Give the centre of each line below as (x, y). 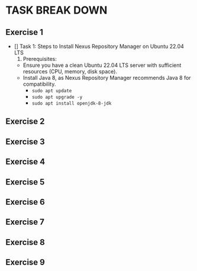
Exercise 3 (25, 142)
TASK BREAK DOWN (56, 10)
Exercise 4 (25, 162)
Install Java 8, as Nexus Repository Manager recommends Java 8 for (107, 78)
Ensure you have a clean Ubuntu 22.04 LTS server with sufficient (102, 65)
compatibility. (39, 84)
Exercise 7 (25, 222)
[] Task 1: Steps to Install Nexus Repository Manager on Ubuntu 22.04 (99, 46)
